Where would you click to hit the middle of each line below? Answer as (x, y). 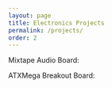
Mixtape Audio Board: (44, 60)
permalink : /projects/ (46, 30)
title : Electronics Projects (56, 23)
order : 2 (23, 38)
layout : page (30, 15)
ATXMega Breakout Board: (52, 75)
